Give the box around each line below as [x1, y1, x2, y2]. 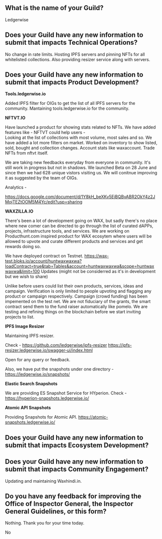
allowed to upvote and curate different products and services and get [5, 238, 143, 244]
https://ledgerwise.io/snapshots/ [5, 371, 70, 377]
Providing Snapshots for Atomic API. [5, 414, 77, 420]
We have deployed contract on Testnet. [5, 253, 84, 259]
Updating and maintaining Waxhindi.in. [5, 478, 82, 484]
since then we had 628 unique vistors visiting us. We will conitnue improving [5, 170, 158, 176]
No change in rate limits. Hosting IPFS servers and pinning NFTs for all [5, 51, 145, 57]
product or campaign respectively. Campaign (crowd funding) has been [5, 293, 147, 299]
